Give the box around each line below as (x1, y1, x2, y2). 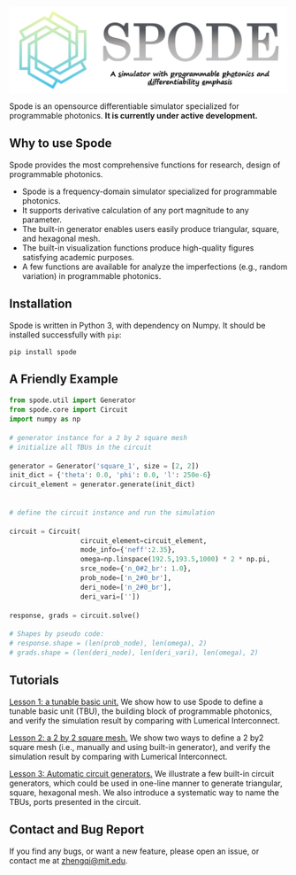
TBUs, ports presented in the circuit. (9, 796, 141, 807)
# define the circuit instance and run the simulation (9, 507, 216, 517)
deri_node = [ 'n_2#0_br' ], (80, 583, 172, 592)
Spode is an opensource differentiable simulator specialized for (9, 101, 240, 112)
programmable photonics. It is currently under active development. (9, 111, 258, 121)
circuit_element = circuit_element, (80, 536, 208, 546)
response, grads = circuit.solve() (9, 611, 140, 620)
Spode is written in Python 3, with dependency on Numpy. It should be (9, 320, 266, 330)
